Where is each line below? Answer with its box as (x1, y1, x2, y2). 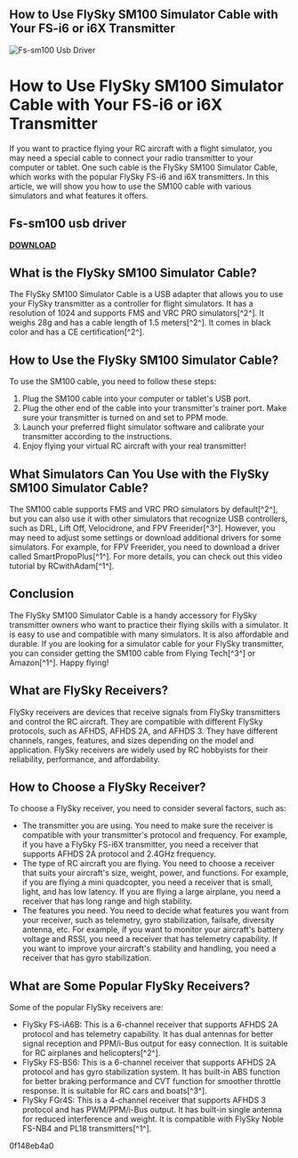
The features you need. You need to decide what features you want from (21, 905, 289, 916)
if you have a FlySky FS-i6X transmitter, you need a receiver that (21, 840, 259, 850)
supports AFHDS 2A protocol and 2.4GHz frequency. (21, 848, 216, 859)
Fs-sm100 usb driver (9, 216, 127, 231)
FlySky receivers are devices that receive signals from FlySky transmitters (9, 706, 281, 717)
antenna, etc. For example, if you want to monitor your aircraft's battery (21, 924, 285, 935)
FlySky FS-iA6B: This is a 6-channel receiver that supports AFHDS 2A (21, 1019, 278, 1030)
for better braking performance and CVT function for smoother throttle (21, 1076, 282, 1087)
